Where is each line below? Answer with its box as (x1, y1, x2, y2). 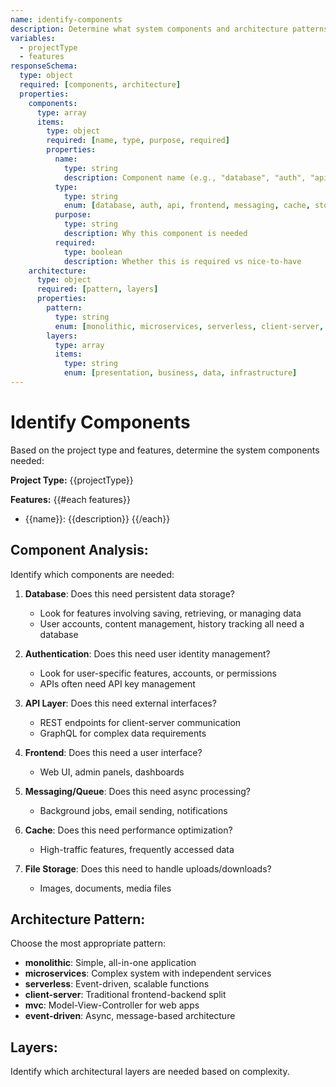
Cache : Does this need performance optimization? (24, 824, 233, 836)
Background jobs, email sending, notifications (39, 804, 228, 816)
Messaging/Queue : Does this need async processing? (24, 785, 251, 797)
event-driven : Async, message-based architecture (24, 1010, 236, 1022)
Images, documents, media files (39, 882, 172, 894)
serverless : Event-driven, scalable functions (24, 978, 210, 990)
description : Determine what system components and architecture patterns (10, 24, 329, 34)
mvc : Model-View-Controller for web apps (24, 999, 200, 1011)
